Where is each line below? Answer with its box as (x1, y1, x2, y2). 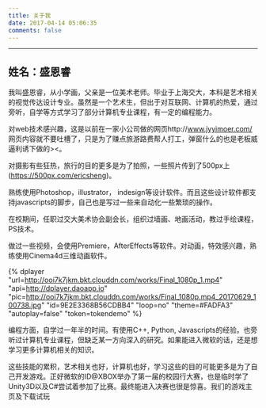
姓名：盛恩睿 (8, 65, 71, 78)
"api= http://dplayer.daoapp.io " (8, 284, 108, 293)
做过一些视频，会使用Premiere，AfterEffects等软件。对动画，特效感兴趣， (8, 241, 250, 250)
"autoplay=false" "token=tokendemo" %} (8, 309, 142, 318)
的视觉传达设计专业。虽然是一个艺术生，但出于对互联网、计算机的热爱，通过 (8, 97, 258, 107)
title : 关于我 (8, 11, 51, 20)
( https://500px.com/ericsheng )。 (8, 171, 116, 181)
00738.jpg (8, 300, 42, 310)
